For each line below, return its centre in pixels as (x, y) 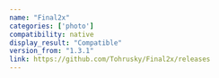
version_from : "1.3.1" (52, 51)
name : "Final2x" (39, 17)
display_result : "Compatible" (66, 43)
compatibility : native (52, 34)
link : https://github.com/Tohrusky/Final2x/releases (110, 59)
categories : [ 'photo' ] (52, 26)
